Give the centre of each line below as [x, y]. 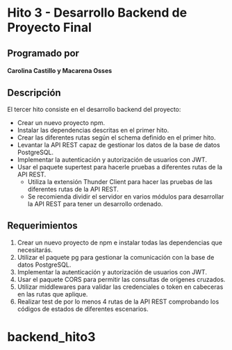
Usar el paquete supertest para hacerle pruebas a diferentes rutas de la [120, 167]
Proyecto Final [50, 27]
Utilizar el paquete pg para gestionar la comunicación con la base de [116, 257]
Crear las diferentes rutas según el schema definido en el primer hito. [116, 137]
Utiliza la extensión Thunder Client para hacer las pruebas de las [120, 181]
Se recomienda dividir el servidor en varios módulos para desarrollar [126, 197]
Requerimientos [42, 226]
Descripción [34, 93]
